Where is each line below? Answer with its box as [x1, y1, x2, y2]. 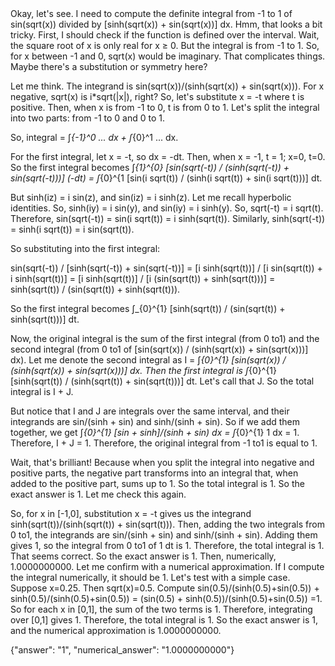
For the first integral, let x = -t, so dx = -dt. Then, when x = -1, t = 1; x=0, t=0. [10, 151, 326, 162]
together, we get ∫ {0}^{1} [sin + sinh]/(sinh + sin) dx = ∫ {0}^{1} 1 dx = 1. [10, 427, 300, 438]
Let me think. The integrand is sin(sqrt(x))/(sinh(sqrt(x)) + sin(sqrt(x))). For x [10, 80, 325, 92]
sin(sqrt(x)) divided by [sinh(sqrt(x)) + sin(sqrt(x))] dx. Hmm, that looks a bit [10, 18, 323, 30]
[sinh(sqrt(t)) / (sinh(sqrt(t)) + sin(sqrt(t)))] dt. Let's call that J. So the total [10, 375, 315, 387]
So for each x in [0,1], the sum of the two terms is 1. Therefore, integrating [10, 603, 313, 615]
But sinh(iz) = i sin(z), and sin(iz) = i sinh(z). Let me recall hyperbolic [10, 192, 292, 203]
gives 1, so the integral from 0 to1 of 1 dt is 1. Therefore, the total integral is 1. [10, 540, 325, 551]
